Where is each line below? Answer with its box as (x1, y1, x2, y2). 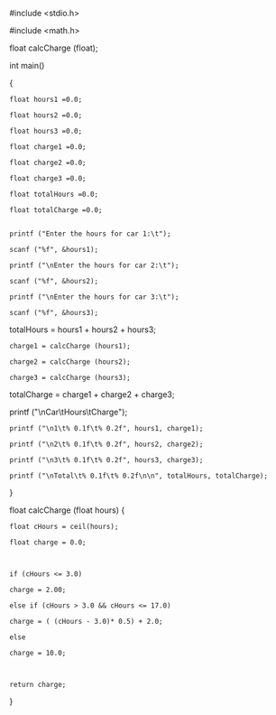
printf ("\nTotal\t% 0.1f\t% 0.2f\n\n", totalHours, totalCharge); (9, 471, 269, 480)
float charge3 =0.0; (9, 174, 87, 183)
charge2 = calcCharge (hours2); (9, 357, 131, 367)
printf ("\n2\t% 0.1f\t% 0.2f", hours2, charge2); (9, 440, 204, 449)
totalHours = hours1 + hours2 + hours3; (9, 324, 156, 335)
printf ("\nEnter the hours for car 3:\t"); (9, 292, 179, 302)
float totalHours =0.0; (9, 190, 99, 199)
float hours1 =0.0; (9, 95, 83, 104)
